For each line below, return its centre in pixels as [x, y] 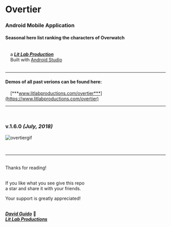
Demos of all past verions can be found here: [54, 82]
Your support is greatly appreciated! [43, 198]
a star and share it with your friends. [43, 188]
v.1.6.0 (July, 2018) [29, 126]
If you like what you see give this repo [45, 183]
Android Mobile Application [40, 26]
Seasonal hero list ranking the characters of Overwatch [65, 37]
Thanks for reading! [26, 168]
